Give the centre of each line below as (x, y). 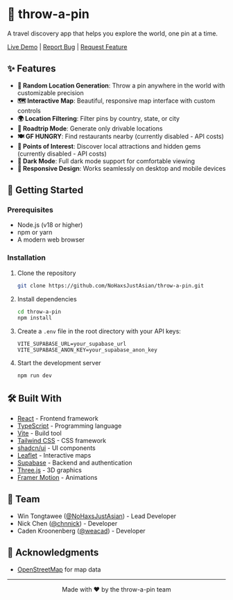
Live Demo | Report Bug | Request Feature (67, 47)
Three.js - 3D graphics (49, 470)
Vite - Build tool (40, 433)
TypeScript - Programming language (69, 426)
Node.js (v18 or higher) (50, 225)
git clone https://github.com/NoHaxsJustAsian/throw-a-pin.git (111, 285)
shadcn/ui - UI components (56, 448)
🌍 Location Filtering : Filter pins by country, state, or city (98, 118)
